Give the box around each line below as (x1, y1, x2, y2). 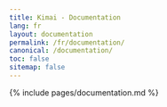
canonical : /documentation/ (9, 46, 114, 55)
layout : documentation (9, 29, 93, 38)
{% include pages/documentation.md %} (9, 86, 160, 98)
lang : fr (9, 21, 42, 30)
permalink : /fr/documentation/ (9, 37, 125, 47)
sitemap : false (9, 63, 66, 72)
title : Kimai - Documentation (9, 12, 122, 22)
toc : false (9, 54, 50, 63)
